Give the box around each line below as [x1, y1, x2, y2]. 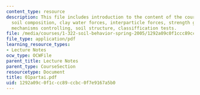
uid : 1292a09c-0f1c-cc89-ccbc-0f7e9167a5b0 [6, 80, 116, 86]
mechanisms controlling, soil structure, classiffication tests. [11, 25, 177, 31]
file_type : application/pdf [6, 36, 76, 42]
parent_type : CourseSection [6, 63, 76, 70]
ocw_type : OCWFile [6, 53, 52, 58]
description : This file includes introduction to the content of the [6, 14, 183, 20]
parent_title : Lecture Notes [6, 58, 79, 64]
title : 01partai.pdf [6, 74, 58, 80]
